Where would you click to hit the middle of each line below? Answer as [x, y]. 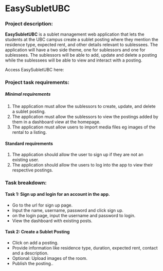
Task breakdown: [26, 183]
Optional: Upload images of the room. [50, 258]
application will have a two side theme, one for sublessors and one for [75, 50]
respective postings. [33, 170]
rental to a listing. [29, 132]
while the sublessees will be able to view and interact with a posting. [74, 60]
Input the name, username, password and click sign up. [68, 210]
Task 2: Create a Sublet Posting [37, 232]
